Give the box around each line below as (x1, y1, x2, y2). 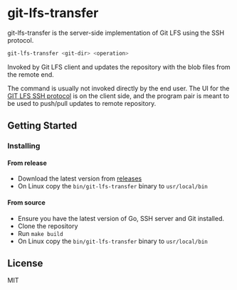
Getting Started (7, 119, 78, 132)
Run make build (17, 229, 63, 237)
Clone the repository (17, 222, 78, 230)
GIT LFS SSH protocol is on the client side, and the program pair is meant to (7, 91, 230, 100)
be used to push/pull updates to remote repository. (7, 99, 157, 107)
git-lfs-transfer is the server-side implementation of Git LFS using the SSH (7, 28, 225, 37)
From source (7, 198, 46, 207)
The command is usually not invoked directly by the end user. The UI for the (7, 84, 230, 92)
